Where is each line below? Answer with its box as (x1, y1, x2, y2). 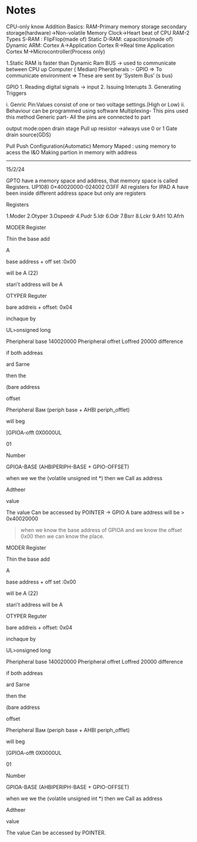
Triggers (6, 89, 27, 96)
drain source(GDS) (6, 131, 52, 138)
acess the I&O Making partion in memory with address (6, 148, 137, 156)
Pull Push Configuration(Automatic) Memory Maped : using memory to (6, 142, 176, 149)
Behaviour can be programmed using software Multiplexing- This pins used (6, 107, 189, 114)
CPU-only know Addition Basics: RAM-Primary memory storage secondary (6, 23, 187, 30)
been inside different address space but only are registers (6, 189, 146, 197)
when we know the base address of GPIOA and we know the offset (20, 526, 182, 533)
